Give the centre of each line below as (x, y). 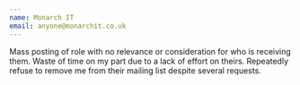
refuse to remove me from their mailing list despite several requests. (136, 70)
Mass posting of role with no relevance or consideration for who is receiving (150, 51)
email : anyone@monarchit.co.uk (68, 26)
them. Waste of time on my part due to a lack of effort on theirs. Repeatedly (149, 61)
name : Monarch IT (42, 17)
